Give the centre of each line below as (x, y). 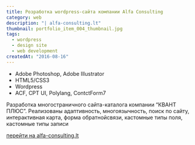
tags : (13, 34)
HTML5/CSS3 (32, 80)
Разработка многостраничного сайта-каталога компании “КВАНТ (91, 104)
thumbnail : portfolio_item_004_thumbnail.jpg (64, 29)
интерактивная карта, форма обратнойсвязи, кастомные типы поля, (94, 117)
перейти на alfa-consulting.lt (43, 135)
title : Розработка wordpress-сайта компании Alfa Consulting (85, 12)
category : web (24, 17)
